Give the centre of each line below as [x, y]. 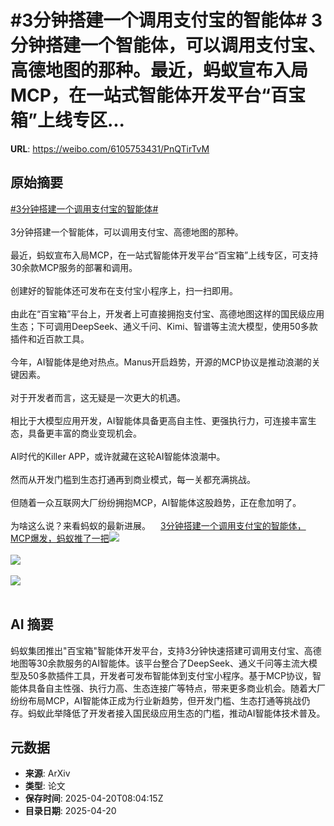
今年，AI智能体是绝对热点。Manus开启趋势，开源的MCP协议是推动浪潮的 [161, 362]
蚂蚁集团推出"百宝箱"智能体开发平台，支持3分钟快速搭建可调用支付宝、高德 [166, 650]
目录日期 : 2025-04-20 [70, 811]
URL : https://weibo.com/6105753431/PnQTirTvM [110, 148]
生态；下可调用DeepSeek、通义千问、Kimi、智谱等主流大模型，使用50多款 [164, 326]
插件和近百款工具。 [50, 338]
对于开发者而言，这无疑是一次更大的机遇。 [98, 397]
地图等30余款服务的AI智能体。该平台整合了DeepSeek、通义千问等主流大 [159, 663]
